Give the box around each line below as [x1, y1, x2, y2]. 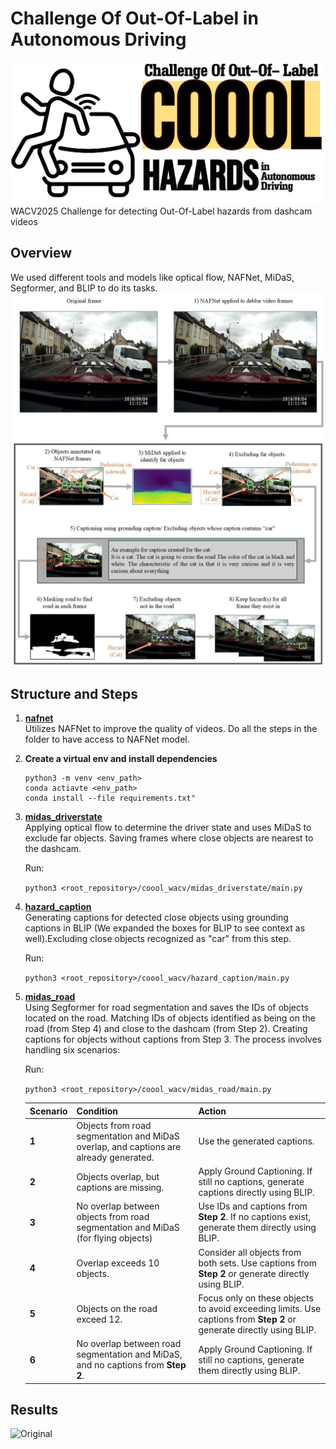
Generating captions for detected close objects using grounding [24, 912, 289, 924]
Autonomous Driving [10, 28, 187, 51]
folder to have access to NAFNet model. [24, 733, 190, 746]
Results [10, 1401, 59, 1418]
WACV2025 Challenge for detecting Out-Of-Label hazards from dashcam [10, 205, 313, 217]
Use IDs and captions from [198, 1200, 308, 1212]
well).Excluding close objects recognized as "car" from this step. [24, 933, 292, 945]
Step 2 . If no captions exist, [198, 1211, 312, 1223]
